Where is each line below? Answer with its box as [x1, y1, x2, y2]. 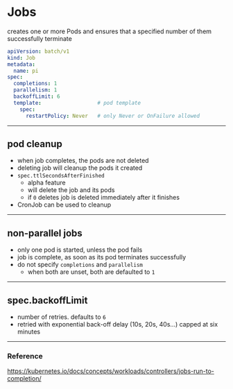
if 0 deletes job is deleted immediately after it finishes [27, 193, 180, 202]
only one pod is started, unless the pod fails [17, 245, 143, 254]
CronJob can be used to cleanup [17, 200, 112, 209]
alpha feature [27, 178, 66, 187]
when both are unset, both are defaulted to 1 [27, 268, 155, 276]
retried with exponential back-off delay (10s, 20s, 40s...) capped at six [17, 320, 218, 328]
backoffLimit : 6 [13, 93, 60, 101]
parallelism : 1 [13, 87, 58, 94]
